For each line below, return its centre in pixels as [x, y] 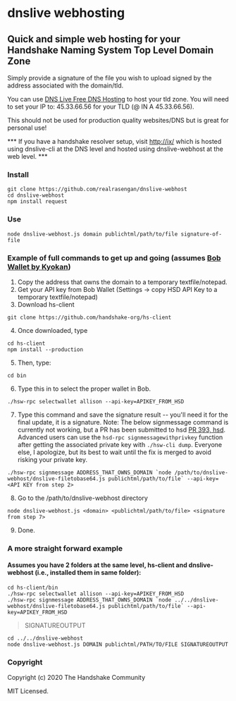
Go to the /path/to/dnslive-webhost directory [82, 498]
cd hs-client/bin [33, 588]
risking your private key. [52, 459]
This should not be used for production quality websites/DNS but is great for [118, 120]
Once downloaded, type [52, 330]
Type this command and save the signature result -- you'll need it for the [123, 415]
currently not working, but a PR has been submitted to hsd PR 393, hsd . [122, 429]
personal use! [27, 128]
